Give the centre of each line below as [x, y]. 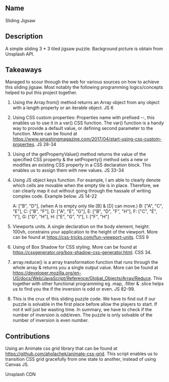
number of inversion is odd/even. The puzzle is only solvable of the [82, 315]
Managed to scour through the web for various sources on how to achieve [82, 82]
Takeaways [23, 70]
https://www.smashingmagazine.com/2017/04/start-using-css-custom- [87, 139]
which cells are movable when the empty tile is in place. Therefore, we [86, 185]
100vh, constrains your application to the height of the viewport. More [85, 232]
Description [24, 37]
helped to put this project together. [41, 92]
